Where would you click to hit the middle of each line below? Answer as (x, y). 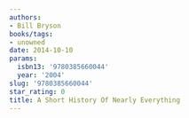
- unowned (28, 42)
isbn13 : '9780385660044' (63, 67)
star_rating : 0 (37, 91)
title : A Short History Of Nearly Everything (94, 100)
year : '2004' (41, 75)
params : (24, 59)
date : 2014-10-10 (41, 51)
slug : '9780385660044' (51, 83)
